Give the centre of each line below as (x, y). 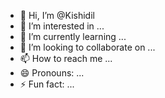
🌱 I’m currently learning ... (73, 36)
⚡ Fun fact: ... (47, 84)
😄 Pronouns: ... (52, 73)
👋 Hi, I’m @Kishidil (57, 15)
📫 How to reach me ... (66, 58)
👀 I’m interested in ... (62, 26)
